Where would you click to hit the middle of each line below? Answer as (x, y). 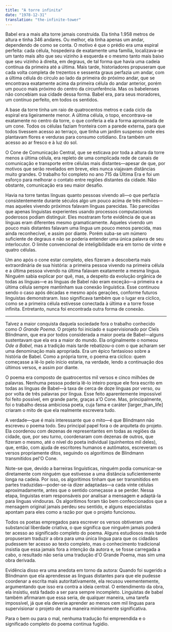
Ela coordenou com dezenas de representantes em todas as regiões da (81, 431)
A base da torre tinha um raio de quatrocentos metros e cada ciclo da (79, 110)
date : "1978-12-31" (26, 15)
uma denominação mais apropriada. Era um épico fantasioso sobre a (78, 351)
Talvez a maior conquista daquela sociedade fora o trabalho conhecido (80, 324)
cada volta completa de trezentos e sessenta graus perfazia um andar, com (85, 73)
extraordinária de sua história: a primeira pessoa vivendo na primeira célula (85, 265)
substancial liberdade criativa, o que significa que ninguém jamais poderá (83, 528)
